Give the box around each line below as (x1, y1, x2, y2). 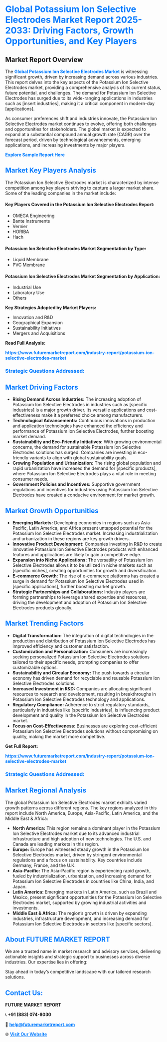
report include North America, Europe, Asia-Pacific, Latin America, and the (5, 810, 159, 816)
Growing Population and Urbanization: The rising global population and (12, 460, 161, 466)
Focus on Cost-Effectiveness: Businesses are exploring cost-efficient (12, 723, 157, 729)
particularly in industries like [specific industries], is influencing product (12, 707, 160, 713)
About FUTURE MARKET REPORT (5, 935, 111, 943)
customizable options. (12, 664, 58, 670)
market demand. (12, 434, 46, 440)
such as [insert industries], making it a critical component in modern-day (5, 101, 155, 106)
